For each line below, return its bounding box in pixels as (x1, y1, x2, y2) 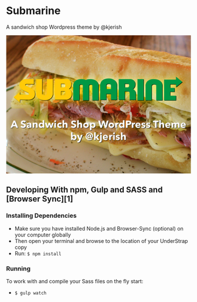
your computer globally (14, 231, 72, 238)
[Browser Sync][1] (6, 194, 73, 204)
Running (6, 265, 31, 273)
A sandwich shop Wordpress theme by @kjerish (6, 23, 122, 30)
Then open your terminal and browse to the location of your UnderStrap (14, 237, 188, 244)
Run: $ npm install (14, 250, 62, 257)
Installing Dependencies (6, 212, 77, 220)
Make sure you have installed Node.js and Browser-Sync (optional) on (14, 225, 184, 232)
